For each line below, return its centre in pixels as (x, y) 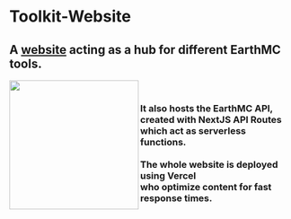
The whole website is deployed (209, 164)
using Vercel (168, 175)
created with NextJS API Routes (212, 119)
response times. (176, 197)
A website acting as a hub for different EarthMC (145, 50)
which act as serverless (194, 130)
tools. (26, 63)
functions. (163, 142)
